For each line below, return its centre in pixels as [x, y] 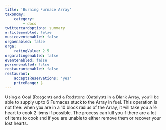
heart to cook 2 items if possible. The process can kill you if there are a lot [81, 113]
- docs [30, 23]
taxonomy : [15, 14]
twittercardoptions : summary [35, 28]
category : [24, 19]
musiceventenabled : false [32, 37]
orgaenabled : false [25, 42]
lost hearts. [17, 123]
